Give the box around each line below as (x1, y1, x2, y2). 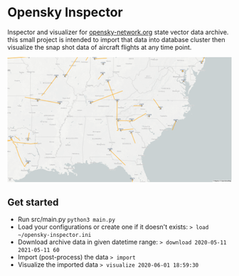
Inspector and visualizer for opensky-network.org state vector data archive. (7, 28, 229, 36)
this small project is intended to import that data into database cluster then (7, 35, 225, 43)
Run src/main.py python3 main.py (17, 215, 116, 224)
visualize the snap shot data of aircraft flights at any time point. (7, 43, 192, 51)
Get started (7, 196, 59, 208)
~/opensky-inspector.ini (17, 232, 92, 239)
